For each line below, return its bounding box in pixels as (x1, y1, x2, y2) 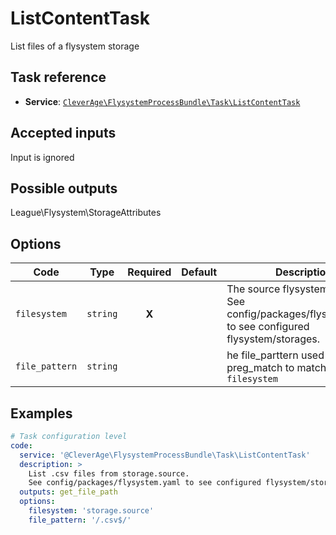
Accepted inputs (10, 125, 117, 142)
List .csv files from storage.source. (28, 468, 190, 479)
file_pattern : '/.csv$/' (28, 515, 132, 525)
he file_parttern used (226, 348, 325, 362)
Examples (10, 405, 73, 422)
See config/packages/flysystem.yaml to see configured (28, 478, 262, 488)
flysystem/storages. (226, 332, 321, 346)
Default (181, 265, 218, 279)
